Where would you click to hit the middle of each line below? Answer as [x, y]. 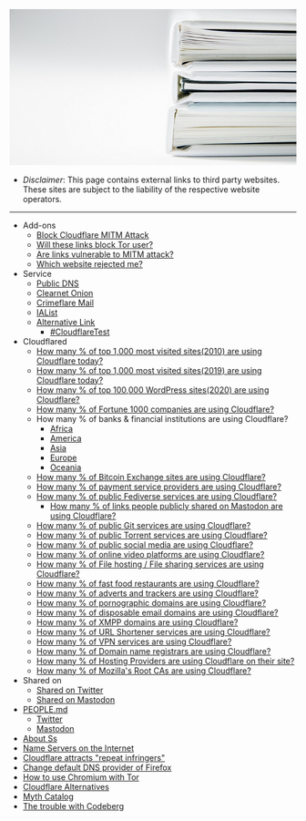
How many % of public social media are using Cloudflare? [144, 544]
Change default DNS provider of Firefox [97, 767]
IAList [47, 312]
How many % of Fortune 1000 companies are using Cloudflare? [155, 409]
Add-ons [39, 225]
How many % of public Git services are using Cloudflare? [143, 525]
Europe [63, 457]
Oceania [66, 467]
